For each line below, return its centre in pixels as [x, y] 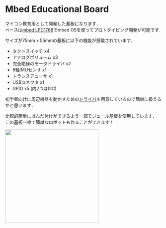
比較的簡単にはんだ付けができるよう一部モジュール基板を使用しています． [81, 116]
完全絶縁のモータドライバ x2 [41, 63]
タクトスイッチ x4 [31, 51]
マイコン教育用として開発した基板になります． [53, 23]
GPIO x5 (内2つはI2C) [34, 88]
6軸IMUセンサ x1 [29, 70]
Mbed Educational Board [57, 9]
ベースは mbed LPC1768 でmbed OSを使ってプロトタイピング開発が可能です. [83, 30]
